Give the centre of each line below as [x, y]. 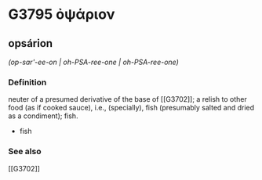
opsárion [31, 43]
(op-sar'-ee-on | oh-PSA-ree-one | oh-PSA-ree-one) [93, 62]
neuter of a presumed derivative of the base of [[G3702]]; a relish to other [127, 99]
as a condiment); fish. [43, 116]
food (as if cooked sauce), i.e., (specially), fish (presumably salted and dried [131, 108]
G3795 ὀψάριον [62, 14]
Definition [27, 82]
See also [25, 152]
